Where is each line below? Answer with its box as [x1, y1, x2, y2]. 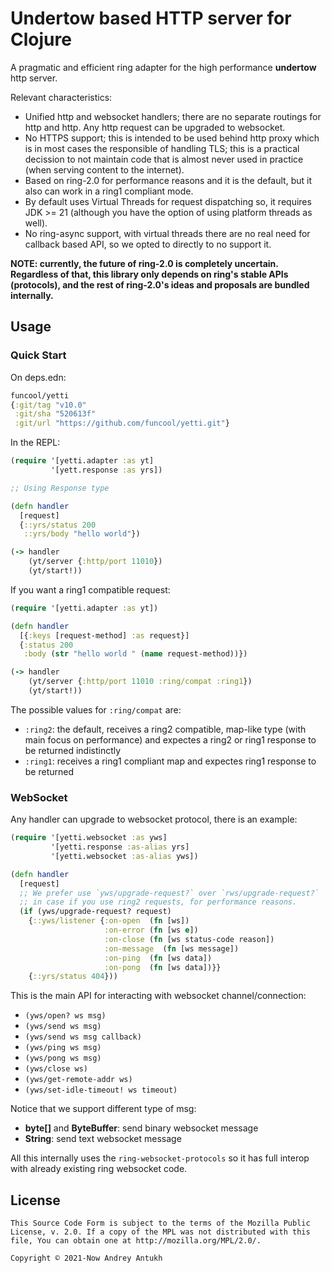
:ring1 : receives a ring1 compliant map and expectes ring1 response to [24, 755, 317, 767]
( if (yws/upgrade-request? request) [19, 907, 172, 917]
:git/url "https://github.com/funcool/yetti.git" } [14, 418, 230, 429]
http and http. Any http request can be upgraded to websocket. [24, 121, 286, 133]
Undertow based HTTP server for [10, 7, 292, 30]
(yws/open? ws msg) [24, 1011, 107, 1021]
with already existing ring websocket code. [10, 1163, 188, 1175]
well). [24, 217, 48, 229]
